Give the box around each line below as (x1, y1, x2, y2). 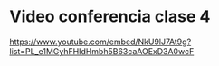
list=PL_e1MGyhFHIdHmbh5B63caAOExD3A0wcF (9, 45, 195, 56)
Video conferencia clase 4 (9, 6, 211, 27)
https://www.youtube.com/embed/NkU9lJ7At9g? (9, 36, 192, 47)
